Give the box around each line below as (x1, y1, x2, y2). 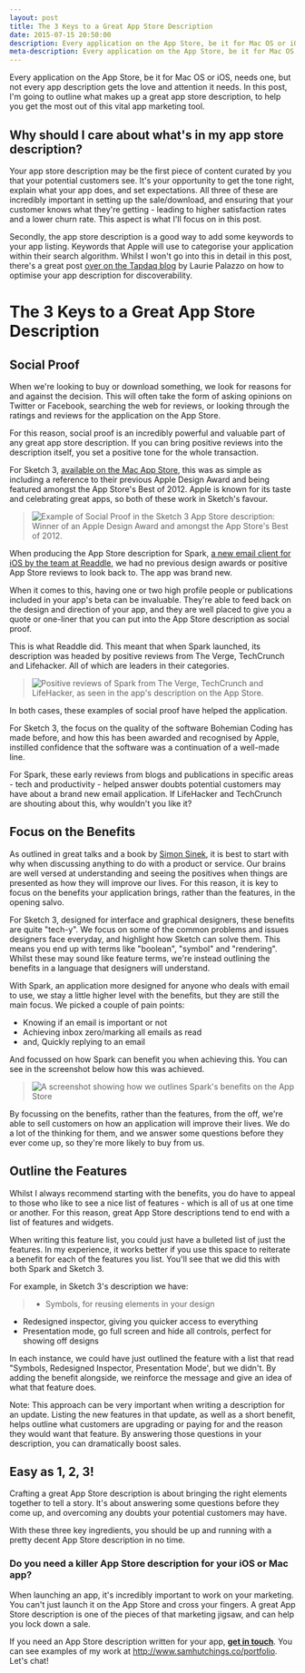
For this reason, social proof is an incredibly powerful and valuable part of (9, 428, 286, 438)
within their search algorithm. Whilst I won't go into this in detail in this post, (9, 251, 292, 261)
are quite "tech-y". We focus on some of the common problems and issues (9, 923, 289, 935)
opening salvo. (9, 896, 65, 908)
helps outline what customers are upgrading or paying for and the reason (9, 1418, 283, 1430)
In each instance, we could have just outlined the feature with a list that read (9, 1353, 295, 1363)
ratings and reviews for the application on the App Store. (9, 409, 221, 420)
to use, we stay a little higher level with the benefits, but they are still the (9, 989, 280, 1000)
